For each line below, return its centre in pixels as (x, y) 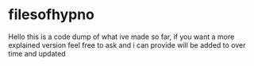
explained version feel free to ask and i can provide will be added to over (127, 45)
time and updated (37, 53)
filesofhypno (52, 15)
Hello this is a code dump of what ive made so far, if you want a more (121, 37)
